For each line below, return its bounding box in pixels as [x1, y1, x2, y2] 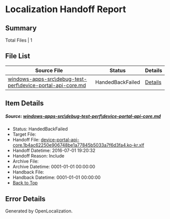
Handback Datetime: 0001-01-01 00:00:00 [12, 174, 101, 180]
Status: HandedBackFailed [12, 126, 68, 132]
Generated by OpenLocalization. [5, 208, 73, 214]
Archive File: [12, 158, 39, 164]
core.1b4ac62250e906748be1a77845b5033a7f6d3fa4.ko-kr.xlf [12, 142, 145, 148]
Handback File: [12, 169, 45, 175]
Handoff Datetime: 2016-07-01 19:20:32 [12, 148, 96, 154]
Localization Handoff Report [5, 4, 126, 15]
